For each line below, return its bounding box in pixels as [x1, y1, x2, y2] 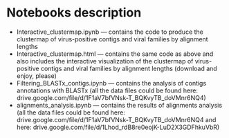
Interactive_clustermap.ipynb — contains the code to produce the [16, 28, 203, 36]
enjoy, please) [16, 71, 57, 80]
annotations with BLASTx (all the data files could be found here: [16, 86, 199, 95]
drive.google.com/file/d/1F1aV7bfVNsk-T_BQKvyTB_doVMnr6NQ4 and [16, 115, 217, 124]
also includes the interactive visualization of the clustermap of [16, 57, 194, 65]
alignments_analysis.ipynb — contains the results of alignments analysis [16, 101, 223, 109]
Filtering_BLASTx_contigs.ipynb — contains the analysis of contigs [16, 79, 207, 87]
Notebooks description [6, 5, 142, 21]
